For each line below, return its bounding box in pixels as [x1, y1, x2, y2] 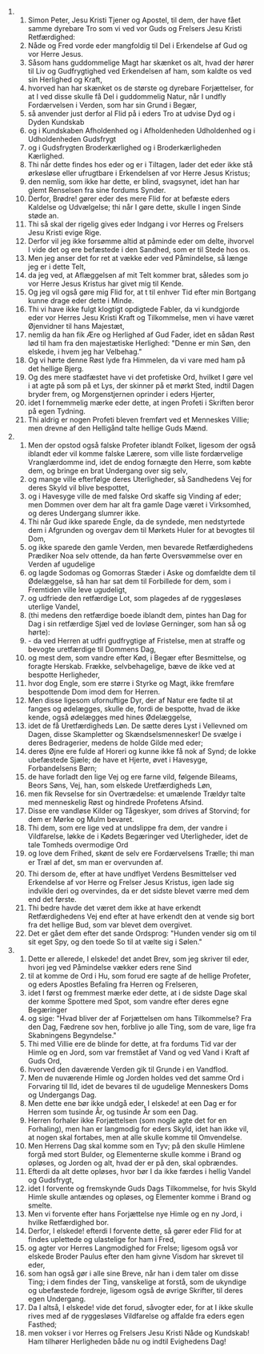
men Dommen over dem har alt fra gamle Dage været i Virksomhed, [27, 500, 252, 509]
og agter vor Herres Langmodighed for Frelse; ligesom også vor [27, 1244, 238, 1252]
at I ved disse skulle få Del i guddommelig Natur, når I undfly [27, 92, 226, 101]
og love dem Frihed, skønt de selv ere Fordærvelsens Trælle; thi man [27, 848, 254, 858]
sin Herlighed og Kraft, [27, 75, 102, 84]
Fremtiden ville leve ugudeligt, [27, 585, 127, 595]
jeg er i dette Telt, [27, 262, 86, 271]
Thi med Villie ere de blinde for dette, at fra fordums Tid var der [27, 1040, 238, 1048]
